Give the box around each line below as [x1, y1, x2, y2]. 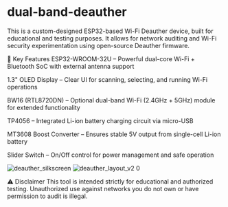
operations [7, 83, 38, 91]
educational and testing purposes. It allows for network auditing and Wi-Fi [7, 34, 217, 42]
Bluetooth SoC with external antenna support [7, 62, 135, 70]
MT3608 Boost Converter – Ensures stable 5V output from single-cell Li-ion [7, 130, 221, 138]
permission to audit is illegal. [7, 192, 88, 200]
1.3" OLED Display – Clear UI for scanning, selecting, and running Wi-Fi [7, 75, 208, 83]
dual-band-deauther [7, 4, 127, 20]
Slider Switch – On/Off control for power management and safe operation [7, 151, 214, 159]
